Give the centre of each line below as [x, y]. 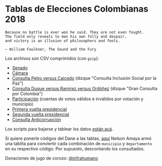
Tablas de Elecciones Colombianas [77, 9]
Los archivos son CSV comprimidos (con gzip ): [52, 58]
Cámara [20, 73]
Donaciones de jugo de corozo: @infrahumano [52, 158]
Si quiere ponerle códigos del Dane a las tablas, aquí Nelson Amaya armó [78, 138]
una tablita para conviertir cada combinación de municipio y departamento [79, 143]
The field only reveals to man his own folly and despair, [66, 37]
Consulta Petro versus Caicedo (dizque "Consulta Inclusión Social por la [84, 78]
